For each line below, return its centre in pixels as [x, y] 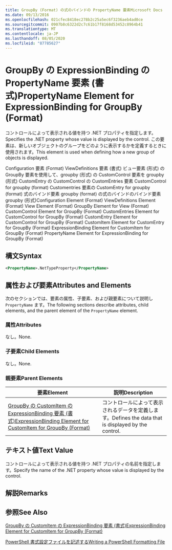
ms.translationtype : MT [31, 29]
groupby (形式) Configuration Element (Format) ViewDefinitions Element [80, 200]
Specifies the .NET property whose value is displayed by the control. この [83, 139]
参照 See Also [26, 512]
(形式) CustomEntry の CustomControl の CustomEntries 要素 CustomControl [86, 181]
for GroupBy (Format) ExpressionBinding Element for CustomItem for [78, 228]
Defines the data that [137, 418]
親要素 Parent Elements [34, 378]
